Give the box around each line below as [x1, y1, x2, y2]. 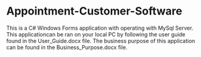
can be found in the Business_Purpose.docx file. [6, 44, 128, 51]
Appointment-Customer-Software [6, 4, 183, 18]
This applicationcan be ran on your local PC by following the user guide [6, 30, 186, 38]
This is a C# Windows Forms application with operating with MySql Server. [6, 24, 194, 32]
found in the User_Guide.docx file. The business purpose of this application [6, 37, 196, 44]
